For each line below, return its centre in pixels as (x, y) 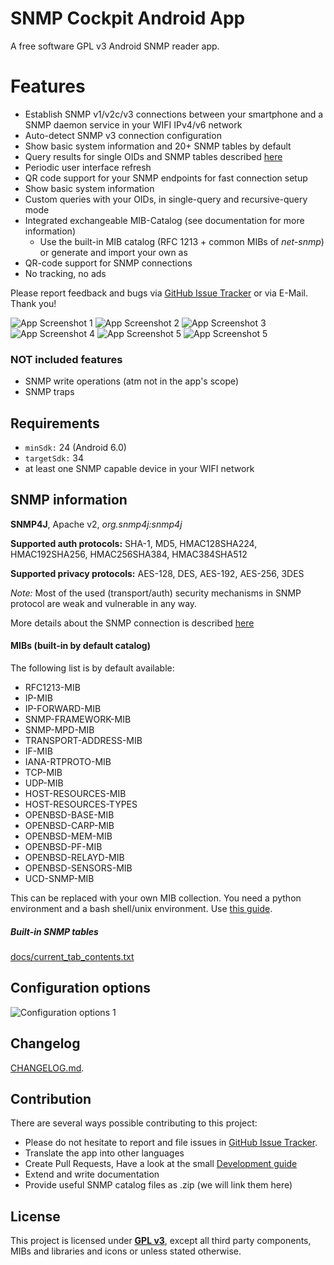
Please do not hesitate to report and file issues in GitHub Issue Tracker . (171, 1143)
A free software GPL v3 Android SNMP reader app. (115, 46)
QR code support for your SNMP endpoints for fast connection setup (166, 178)
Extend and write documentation (92, 1174)
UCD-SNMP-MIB (59, 878)
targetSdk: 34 (54, 458)
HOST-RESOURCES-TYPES (81, 804)
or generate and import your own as (113, 252)
